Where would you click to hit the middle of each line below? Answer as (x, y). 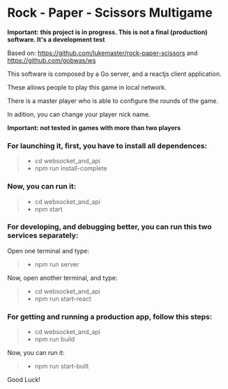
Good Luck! (24, 380)
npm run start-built (62, 366)
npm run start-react (63, 299)
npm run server (57, 264)
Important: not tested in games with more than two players (94, 127)
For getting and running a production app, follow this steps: (110, 317)
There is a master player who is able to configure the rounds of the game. (113, 101)
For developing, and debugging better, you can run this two (109, 227)
